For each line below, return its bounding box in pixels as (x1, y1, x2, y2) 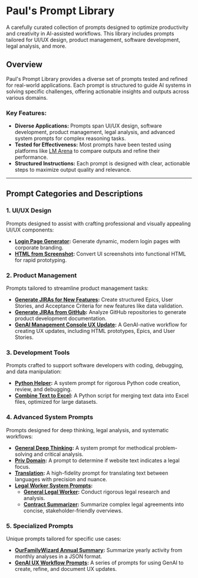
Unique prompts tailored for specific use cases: (6, 535, 122, 542)
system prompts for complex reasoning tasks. (14, 135, 126, 142)
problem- (154, 444, 178, 451)
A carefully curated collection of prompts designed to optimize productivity (6, 24, 189, 31)
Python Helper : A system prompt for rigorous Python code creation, (14, 380, 181, 387)
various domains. (6, 94, 48, 101)
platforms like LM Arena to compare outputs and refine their (14, 148, 160, 155)
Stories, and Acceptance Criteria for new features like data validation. (14, 302, 184, 309)
